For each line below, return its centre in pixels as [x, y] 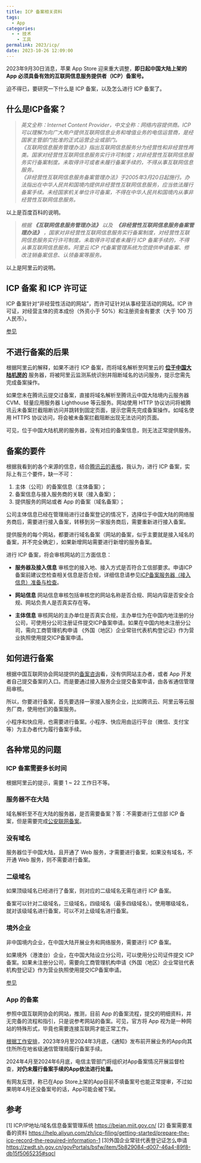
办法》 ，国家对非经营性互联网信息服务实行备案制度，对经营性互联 [108, 232]
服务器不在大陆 [28, 799]
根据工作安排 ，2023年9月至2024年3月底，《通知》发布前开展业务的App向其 [99, 1041]
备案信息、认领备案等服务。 [71, 255]
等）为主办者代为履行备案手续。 [45, 729]
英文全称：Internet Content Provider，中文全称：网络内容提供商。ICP [106, 125]
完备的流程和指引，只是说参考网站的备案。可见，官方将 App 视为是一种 [99, 1021]
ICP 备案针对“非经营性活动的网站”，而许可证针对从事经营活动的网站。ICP [96, 304]
